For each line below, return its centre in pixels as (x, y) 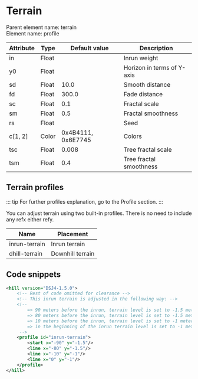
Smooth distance (147, 84)
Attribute (22, 48)
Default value (90, 48)
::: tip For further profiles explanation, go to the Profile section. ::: (85, 201)
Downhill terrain (73, 253)
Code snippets (33, 275)
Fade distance (143, 94)
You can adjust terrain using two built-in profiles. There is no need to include (99, 213)
